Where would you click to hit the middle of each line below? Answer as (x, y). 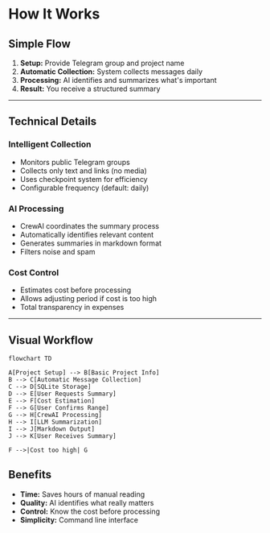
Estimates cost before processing (76, 290)
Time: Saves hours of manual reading (82, 494)
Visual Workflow (51, 340)
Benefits (30, 475)
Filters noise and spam (57, 251)
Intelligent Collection (50, 144)
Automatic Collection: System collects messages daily (111, 72)
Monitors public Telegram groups (75, 162)
